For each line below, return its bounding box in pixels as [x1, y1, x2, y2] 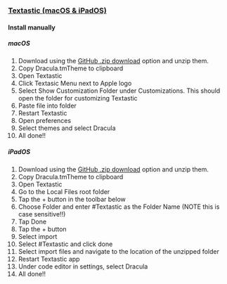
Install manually [8, 23, 56, 32]
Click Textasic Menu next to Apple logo [18, 79, 132, 88]
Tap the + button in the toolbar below [18, 195, 126, 204]
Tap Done [18, 217, 47, 226]
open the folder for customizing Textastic [18, 94, 138, 103]
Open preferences [18, 117, 72, 125]
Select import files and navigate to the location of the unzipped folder [18, 247, 220, 256]
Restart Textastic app [18, 255, 80, 264]
